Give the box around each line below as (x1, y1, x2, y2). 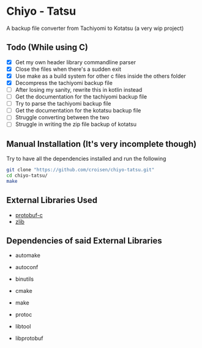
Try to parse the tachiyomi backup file (15, 100, 111, 108)
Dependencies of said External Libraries (6, 235, 162, 246)
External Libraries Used (6, 195, 98, 205)
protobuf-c (15, 211, 43, 218)
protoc (15, 311, 32, 319)
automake (15, 252, 41, 259)
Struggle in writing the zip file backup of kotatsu (15, 120, 137, 128)
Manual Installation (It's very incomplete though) (6, 139, 197, 149)
